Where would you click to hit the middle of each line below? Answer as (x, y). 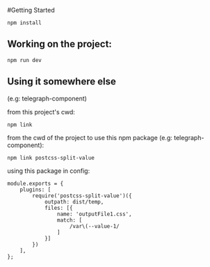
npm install (24, 23)
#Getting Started (31, 10)
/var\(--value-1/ (94, 226)
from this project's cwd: (41, 112)
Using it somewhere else (62, 82)
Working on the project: (60, 44)
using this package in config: (49, 171)
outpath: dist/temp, (74, 201)
